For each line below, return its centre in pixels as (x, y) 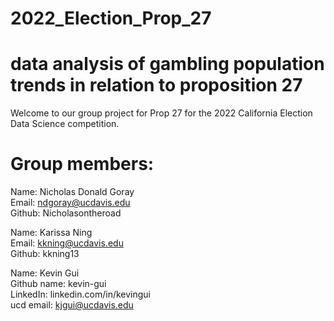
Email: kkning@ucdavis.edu (67, 243)
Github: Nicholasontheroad (66, 213)
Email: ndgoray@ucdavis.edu (70, 203)
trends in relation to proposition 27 (156, 85)
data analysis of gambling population (167, 64)
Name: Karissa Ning (51, 233)
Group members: (82, 164)
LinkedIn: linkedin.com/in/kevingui (80, 294)
